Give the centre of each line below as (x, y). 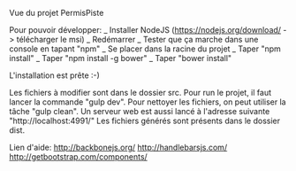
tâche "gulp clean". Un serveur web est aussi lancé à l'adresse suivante (140, 111)
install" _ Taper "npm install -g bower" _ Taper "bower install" (121, 58)
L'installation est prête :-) (54, 75)
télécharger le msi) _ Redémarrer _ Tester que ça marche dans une (137, 39)
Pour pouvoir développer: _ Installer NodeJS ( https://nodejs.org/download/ (145, 30)
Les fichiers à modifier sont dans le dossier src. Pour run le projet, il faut (140, 93)
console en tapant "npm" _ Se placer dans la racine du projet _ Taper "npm (145, 49)
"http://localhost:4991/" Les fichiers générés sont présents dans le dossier (145, 120)
